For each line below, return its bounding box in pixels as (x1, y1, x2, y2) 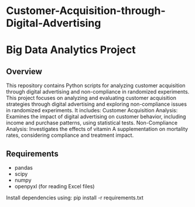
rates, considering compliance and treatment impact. (6, 132, 134, 139)
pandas (14, 164, 33, 171)
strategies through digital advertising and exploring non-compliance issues (6, 101, 187, 108)
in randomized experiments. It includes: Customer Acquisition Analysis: (6, 107, 178, 114)
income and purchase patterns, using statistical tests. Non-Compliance (6, 119, 177, 126)
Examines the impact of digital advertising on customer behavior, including (6, 113, 186, 120)
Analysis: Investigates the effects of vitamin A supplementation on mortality (6, 126, 189, 133)
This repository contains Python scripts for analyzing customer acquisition (6, 82, 186, 89)
